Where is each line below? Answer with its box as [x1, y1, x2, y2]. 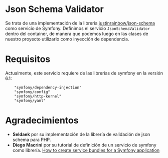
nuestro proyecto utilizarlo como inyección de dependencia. [5, 36, 129, 42]
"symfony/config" [14, 89, 51, 94]
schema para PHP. [12, 136, 51, 142]
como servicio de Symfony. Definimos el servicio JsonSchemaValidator [5, 25, 150, 31]
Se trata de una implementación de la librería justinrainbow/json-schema [5, 20, 155, 26]
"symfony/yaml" [14, 98, 46, 103]
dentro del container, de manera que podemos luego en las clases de [5, 30, 148, 36]
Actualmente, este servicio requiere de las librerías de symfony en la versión [5, 70, 163, 76]
